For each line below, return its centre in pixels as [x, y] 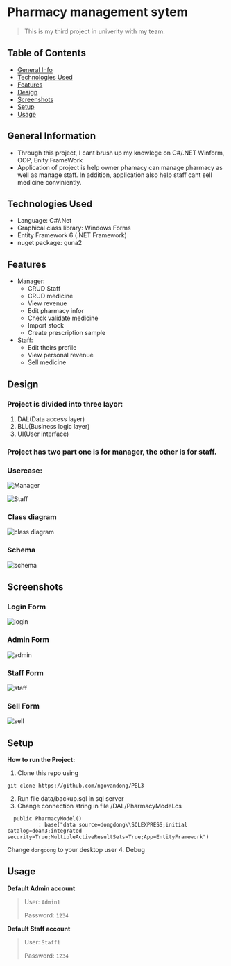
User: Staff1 [42, 942]
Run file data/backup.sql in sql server [70, 799]
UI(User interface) [43, 434]
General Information [52, 136]
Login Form [27, 607]
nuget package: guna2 [49, 243]
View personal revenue [60, 355]
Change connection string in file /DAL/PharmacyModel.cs [100, 806]
